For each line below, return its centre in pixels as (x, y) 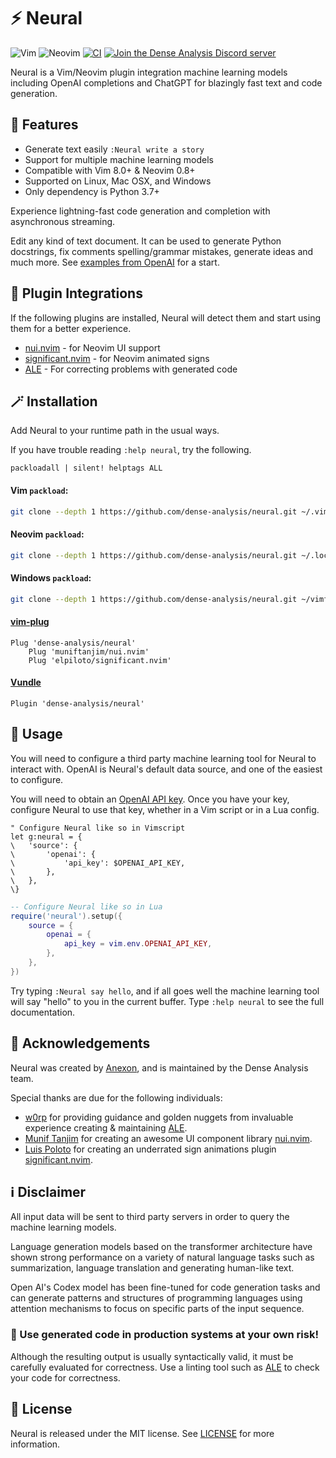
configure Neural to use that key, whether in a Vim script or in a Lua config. (165, 809)
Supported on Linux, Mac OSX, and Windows (118, 181)
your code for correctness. (65, 1377)
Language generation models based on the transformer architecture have (161, 1247)
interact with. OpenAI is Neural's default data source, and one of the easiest (166, 769)
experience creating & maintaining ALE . (106, 1127)
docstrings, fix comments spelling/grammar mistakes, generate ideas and (162, 251)
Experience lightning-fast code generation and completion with (140, 211)
